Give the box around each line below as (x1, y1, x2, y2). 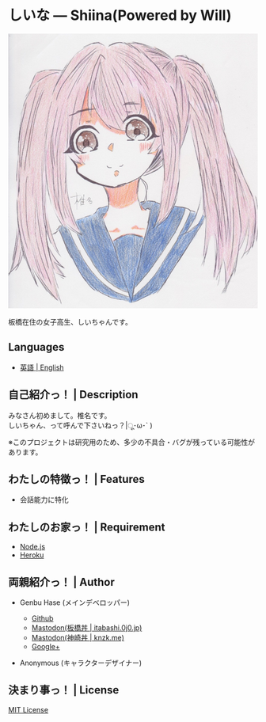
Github (31, 614, 54, 623)
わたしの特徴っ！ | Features (8, 472, 145, 486)
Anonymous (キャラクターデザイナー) (19, 658, 142, 667)
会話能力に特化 (19, 495, 69, 504)
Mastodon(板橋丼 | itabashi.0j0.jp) (31, 622, 142, 633)
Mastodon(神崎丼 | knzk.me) (31, 633, 124, 642)
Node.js (19, 542, 46, 552)
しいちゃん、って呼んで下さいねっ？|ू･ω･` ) (8, 420, 153, 430)
